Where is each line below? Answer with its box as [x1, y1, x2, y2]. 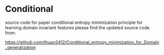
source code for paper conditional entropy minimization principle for [5, 19, 143, 25]
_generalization [5, 44, 36, 50]
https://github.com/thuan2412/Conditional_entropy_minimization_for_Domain [5, 39, 160, 45]
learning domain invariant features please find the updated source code [5, 24, 150, 30]
